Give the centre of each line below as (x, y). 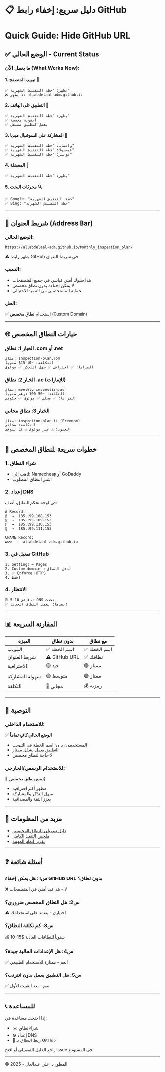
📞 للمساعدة (20, 1006)
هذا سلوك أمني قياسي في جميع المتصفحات (52, 280)
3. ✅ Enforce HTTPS (25, 573)
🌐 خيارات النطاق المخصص (41, 334)
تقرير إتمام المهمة (28, 841)
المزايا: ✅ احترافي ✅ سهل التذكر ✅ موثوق (49, 367)
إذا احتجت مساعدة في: (26, 1018)
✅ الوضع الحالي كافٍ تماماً (28, 735)
